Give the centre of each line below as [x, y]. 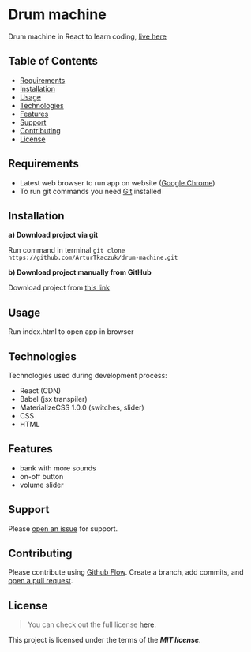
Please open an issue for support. [63, 528]
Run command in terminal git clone [67, 250]
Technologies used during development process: [88, 375]
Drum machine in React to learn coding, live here [88, 36]
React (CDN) [40, 391]
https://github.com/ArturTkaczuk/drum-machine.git [93, 258]
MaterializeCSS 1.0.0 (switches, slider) [82, 407]
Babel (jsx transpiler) [54, 399]
